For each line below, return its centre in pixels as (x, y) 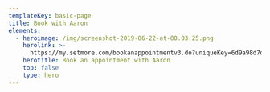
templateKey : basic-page (50, 16)
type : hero (41, 75)
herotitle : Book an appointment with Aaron (97, 61)
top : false (41, 68)
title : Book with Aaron (48, 23)
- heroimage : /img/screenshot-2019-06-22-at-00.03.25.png (115, 38)
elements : (25, 30)
